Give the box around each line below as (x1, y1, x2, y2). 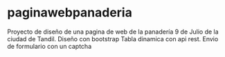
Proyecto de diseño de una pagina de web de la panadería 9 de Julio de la (7, 27, 219, 36)
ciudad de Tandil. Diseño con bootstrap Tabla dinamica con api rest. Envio (7, 34, 219, 43)
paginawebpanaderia (7, 5, 133, 21)
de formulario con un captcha (7, 42, 92, 50)
